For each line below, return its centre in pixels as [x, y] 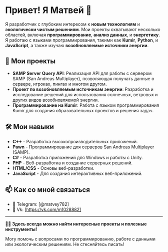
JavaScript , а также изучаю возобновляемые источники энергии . [77, 45]
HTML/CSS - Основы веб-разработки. [53, 168]
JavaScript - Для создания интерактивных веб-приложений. [77, 173]
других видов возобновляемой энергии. [55, 100]
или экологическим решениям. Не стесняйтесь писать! [65, 244]
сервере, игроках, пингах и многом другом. [59, 84]
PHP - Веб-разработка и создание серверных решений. [72, 163]
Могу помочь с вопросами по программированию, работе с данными [80, 239]
